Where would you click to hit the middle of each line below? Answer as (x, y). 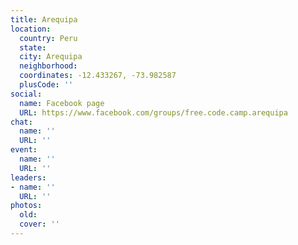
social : (26, 94)
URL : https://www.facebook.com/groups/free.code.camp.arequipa (153, 112)
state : (33, 47)
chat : (21, 122)
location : (31, 29)
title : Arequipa (44, 19)
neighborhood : (48, 66)
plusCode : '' (46, 85)
